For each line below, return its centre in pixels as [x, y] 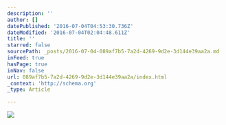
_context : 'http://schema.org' [52, 83]
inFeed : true [26, 58]
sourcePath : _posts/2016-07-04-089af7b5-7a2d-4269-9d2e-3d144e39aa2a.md [113, 52]
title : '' [21, 39]
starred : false [29, 45]
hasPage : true [27, 64]
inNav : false [26, 70]
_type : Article [29, 89]
